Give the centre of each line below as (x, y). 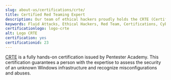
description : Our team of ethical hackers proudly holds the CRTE (77, 19)
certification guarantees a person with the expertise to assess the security (83, 62)
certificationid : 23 (27, 43)
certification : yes (26, 38)
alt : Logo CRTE (21, 33)
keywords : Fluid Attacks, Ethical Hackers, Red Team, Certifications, (82, 24)
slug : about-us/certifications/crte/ (45, 10)
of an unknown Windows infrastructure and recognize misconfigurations (81, 67)
